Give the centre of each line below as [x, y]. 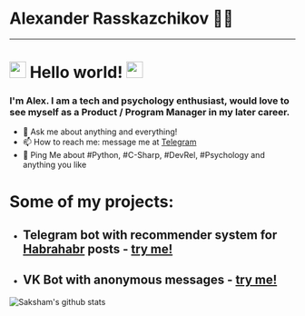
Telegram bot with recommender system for [150, 235]
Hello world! [76, 73]
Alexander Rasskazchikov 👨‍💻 [122, 19]
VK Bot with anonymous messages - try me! [150, 280]
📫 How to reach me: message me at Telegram [109, 142]
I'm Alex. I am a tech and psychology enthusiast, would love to [150, 101]
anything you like [54, 165]
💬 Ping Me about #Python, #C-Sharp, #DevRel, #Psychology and [143, 155]
